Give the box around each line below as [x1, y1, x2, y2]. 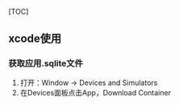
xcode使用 [8, 32, 62, 46]
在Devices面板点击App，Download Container [19, 87, 172, 97]
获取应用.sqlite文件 [8, 58, 83, 69]
